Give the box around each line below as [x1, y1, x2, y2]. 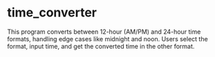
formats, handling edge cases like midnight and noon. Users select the [7, 34, 209, 43]
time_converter [7, 5, 97, 21]
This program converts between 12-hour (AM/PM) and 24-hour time [7, 27, 201, 36]
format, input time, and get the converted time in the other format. [7, 42, 195, 50]
